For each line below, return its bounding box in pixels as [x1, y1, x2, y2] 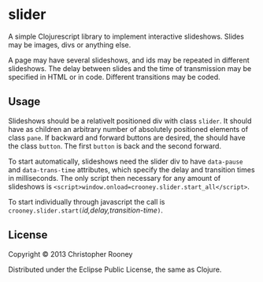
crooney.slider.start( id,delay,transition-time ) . [8, 205, 163, 215]
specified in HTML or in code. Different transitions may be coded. [8, 72, 220, 81]
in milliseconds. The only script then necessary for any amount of [8, 173, 221, 182]
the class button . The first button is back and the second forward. [8, 141, 222, 151]
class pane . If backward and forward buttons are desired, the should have [8, 133, 246, 142]
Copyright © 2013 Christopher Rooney [8, 249, 133, 258]
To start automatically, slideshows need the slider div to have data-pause [8, 156, 243, 166]
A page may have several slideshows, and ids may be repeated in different [8, 55, 250, 65]
